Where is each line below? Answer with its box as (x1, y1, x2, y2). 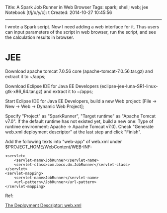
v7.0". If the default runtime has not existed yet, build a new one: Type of (5, 118, 154, 124)
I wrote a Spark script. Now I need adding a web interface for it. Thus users (5, 24, 160, 29)
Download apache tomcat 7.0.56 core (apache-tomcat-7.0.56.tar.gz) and (5, 68, 153, 74)
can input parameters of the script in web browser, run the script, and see (5, 29, 157, 35)
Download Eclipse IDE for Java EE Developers (5, 83, 99, 89)
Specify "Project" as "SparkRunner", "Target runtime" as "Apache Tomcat (5, 113, 156, 119)
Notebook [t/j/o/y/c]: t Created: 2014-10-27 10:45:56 (5, 9, 112, 15)
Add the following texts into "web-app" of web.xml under (5, 138, 122, 144)
